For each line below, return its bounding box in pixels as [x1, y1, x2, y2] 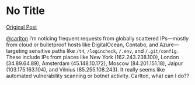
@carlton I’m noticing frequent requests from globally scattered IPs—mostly [6, 35, 189, 42]
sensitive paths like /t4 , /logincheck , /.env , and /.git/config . [29, 47, 178, 54]
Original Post [6, 23, 37, 30]
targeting [6, 47, 28, 54]
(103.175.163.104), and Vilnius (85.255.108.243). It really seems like [6, 66, 165, 73]
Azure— [159, 41, 179, 48]
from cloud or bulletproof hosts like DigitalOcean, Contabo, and [6, 41, 159, 48]
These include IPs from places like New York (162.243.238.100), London [6, 53, 179, 60]
